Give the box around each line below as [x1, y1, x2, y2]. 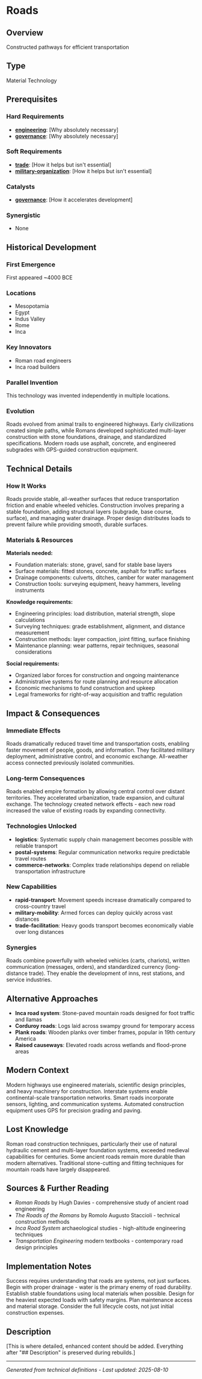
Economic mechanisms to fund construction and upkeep [14, 684, 155, 692]
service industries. [6, 976, 52, 983]
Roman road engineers [14, 357, 72, 364]
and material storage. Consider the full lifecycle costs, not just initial [6, 1303, 174, 1310]
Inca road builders [14, 363, 60, 370]
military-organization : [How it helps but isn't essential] [14, 167, 152, 174]
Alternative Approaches [6, 994, 98, 1004]
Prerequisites [6, 94, 58, 105]
